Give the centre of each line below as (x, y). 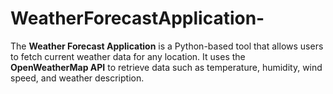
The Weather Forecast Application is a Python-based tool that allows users (167, 46)
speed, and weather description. (77, 78)
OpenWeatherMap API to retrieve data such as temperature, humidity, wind (166, 67)
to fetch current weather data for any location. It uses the (128, 56)
